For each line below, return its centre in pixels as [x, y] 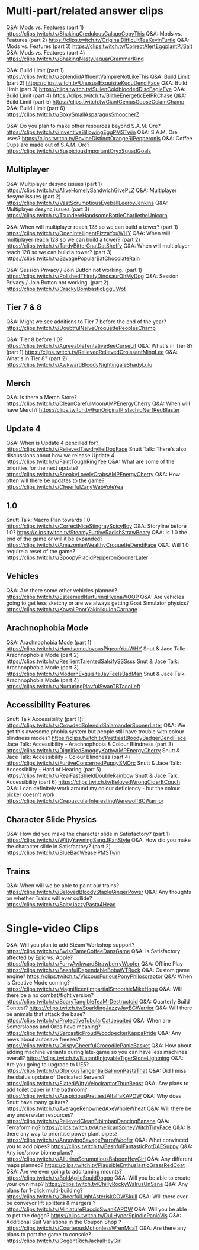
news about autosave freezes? [44, 1039]
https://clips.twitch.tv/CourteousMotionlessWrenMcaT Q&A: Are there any [96, 1228]
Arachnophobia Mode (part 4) [43, 680]
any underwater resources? [40, 1115]
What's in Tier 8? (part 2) [37, 358]
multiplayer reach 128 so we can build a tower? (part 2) [73, 239]
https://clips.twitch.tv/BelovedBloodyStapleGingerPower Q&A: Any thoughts [99, 892]
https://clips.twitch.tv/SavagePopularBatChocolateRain [73, 258]
